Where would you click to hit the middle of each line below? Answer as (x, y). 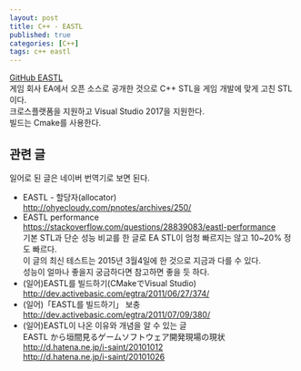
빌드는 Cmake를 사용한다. (55, 123)
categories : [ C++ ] (44, 43)
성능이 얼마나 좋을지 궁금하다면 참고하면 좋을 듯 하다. (116, 272)
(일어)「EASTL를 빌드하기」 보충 (81, 304)
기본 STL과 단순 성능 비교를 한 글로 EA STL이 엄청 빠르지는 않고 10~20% (152, 237)
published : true (40, 35)
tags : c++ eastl (40, 52)
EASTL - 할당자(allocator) (70, 197)
